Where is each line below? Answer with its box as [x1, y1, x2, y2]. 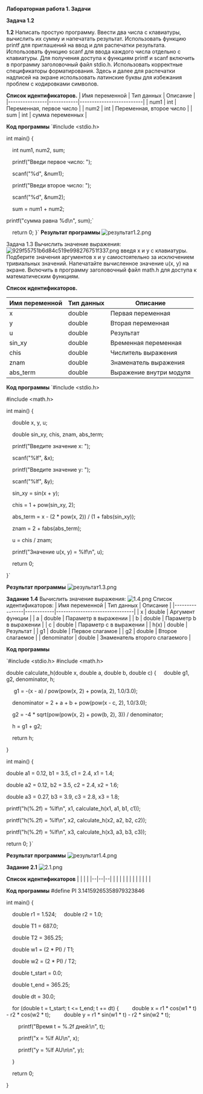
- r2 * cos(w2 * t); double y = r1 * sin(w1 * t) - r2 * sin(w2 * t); [6, 1011, 171, 1018]
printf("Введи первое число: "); [11, 158, 92, 166]
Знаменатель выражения [110, 358, 185, 366]
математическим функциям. [6, 273, 80, 280]
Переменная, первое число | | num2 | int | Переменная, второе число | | [6, 105, 193, 112]
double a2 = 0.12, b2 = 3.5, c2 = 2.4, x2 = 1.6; [6, 782, 119, 788]
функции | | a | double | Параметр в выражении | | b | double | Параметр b [6, 615, 196, 622]
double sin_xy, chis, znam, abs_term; [11, 431, 104, 438]
